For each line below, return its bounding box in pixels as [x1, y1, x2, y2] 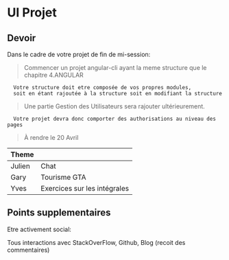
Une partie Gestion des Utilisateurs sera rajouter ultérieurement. [23, 102, 206, 110]
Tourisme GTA [40, 173, 87, 182]
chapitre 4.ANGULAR [23, 71, 84, 79]
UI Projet [7, 5, 57, 21]
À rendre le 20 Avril [23, 134, 79, 141]
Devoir [7, 32, 36, 44]
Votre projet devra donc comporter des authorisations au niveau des [13, 115, 216, 122]
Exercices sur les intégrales [40, 184, 129, 193]
